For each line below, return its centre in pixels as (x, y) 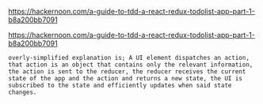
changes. (23, 92)
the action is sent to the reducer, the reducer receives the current (127, 72)
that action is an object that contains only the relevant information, (131, 65)
